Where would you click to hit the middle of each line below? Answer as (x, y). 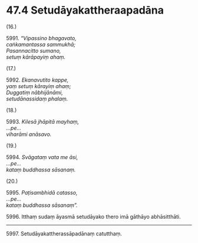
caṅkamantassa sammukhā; (41, 44)
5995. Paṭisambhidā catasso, (42, 192)
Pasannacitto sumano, (34, 50)
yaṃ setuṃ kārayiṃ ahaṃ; (39, 86)
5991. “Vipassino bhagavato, (41, 38)
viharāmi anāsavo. (29, 134)
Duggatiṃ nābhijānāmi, (35, 92)
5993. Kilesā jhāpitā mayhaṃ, (43, 121)
